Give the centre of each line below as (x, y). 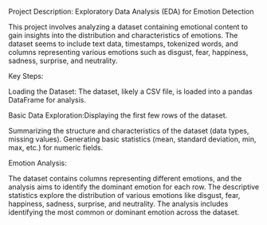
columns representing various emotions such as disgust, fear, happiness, (128, 52)
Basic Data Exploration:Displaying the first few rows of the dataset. (118, 115)
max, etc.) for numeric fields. (56, 147)
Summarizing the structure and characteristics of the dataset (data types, (129, 131)
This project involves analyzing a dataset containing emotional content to (128, 27)
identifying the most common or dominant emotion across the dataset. (124, 212)
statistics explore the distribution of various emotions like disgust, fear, (124, 195)
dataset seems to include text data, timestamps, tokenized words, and (123, 44)
